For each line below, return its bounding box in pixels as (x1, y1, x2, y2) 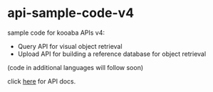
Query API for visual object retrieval (17, 42, 123, 50)
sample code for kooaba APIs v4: (7, 28, 105, 37)
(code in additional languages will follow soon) (7, 63, 144, 71)
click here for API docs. (7, 76, 76, 86)
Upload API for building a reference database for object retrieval (17, 50, 207, 58)
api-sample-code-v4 (7, 5, 134, 21)
